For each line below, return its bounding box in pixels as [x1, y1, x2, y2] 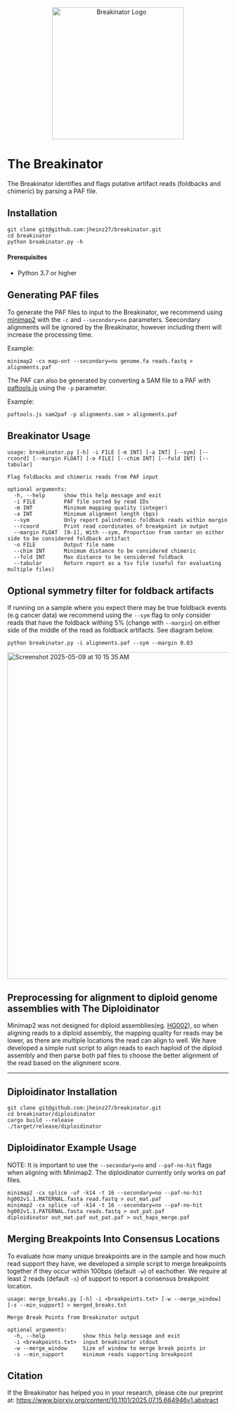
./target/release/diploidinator [7, 1123, 102, 1130]
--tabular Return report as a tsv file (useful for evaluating [13, 559, 221, 566]
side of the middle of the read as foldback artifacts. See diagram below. [7, 626, 214, 635]
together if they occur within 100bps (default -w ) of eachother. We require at [7, 1267, 228, 1275]
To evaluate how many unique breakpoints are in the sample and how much [7, 1252, 226, 1260]
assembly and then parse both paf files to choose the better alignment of [7, 1051, 219, 1059]
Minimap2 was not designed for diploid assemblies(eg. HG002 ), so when [7, 1021, 219, 1030]
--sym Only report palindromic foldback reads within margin [13, 516, 228, 523]
